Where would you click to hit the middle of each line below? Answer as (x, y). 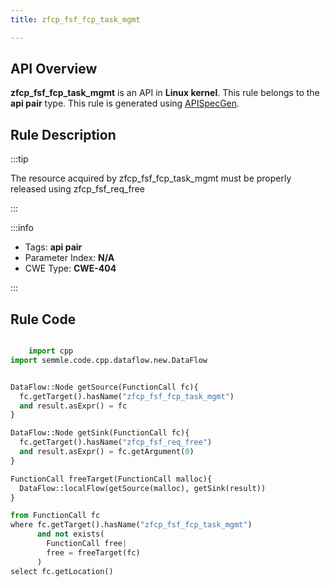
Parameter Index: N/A (69, 258)
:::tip (19, 159)
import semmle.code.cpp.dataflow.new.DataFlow (109, 360)
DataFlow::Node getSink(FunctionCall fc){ (100, 433)
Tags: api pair (53, 247)
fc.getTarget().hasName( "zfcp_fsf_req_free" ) (116, 442)
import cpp (51, 351)
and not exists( (70, 534)
